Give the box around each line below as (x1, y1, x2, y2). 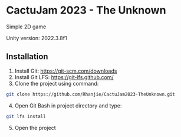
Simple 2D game (6, 23, 47, 30)
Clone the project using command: (14, 80, 99, 87)
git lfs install (6, 113, 46, 119)
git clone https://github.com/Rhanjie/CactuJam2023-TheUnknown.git (6, 91, 176, 97)
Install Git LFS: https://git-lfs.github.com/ (14, 73, 114, 80)
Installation (6, 51, 48, 62)
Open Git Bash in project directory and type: (14, 102, 122, 109)
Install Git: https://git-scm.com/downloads (14, 67, 117, 74)
